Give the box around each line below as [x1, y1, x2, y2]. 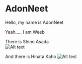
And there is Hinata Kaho [5, 53, 56, 60]
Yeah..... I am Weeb [5, 29, 45, 35]
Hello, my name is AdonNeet [5, 19, 64, 25]
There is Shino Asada [5, 38, 49, 45]
